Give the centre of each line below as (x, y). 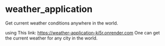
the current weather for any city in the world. (51, 38)
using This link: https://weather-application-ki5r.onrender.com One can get (82, 32)
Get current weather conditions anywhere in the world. (62, 23)
